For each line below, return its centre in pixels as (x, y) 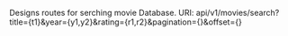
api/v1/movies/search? (238, 13)
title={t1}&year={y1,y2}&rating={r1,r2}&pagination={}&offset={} (126, 22)
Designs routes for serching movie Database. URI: (102, 13)
